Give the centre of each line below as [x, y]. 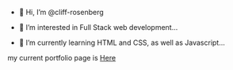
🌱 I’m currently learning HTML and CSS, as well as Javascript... [122, 42]
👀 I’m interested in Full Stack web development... [98, 27]
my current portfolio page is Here [62, 58]
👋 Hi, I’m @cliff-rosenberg [61, 12]
